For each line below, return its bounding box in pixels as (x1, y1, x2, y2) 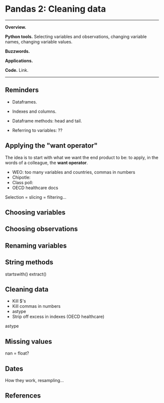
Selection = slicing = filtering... (5, 194, 67, 200)
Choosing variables (5, 208, 66, 216)
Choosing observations (5, 225, 78, 233)
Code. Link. (5, 67, 29, 73)
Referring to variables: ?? (12, 127, 62, 133)
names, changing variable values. (5, 39, 73, 44)
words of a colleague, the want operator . (5, 160, 88, 166)
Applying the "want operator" (5, 142, 98, 150)
